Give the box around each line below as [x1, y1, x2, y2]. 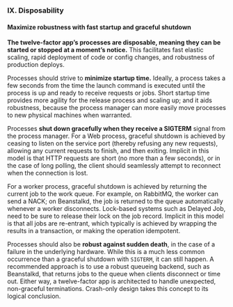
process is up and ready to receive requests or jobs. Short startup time [7, 89, 210, 97]
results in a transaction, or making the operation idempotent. [7, 227, 181, 235]
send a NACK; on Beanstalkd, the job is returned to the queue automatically [7, 197, 224, 205]
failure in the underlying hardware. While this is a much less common [7, 248, 205, 256]
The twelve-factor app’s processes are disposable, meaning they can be [7, 38, 221, 47]
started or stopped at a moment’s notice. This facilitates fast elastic [7, 46, 204, 54]
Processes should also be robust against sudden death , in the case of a [7, 240, 216, 249]
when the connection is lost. [7, 169, 88, 178]
